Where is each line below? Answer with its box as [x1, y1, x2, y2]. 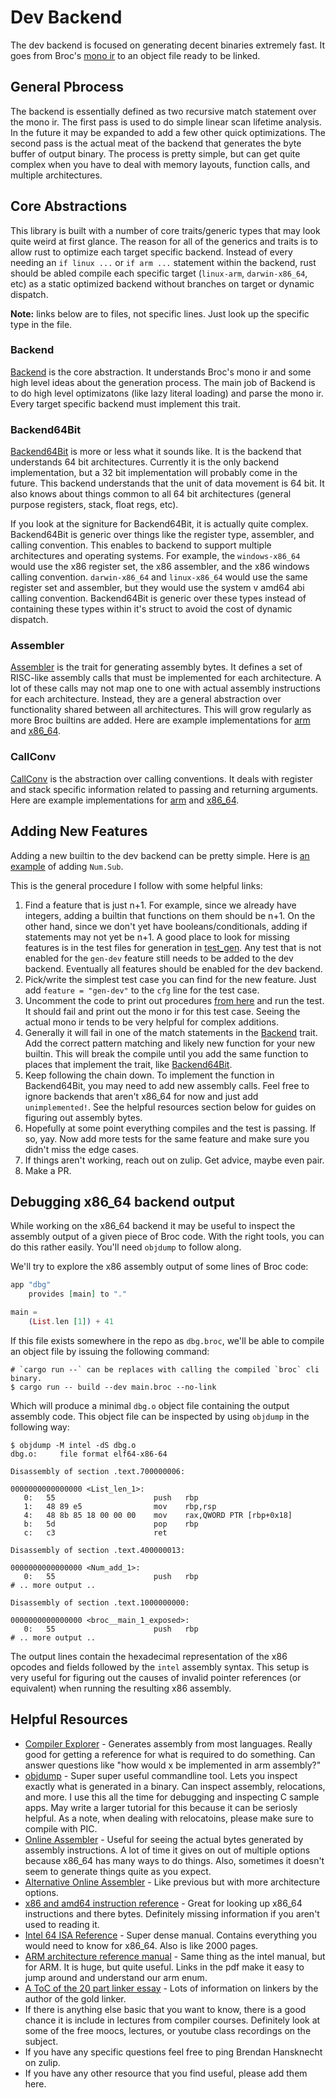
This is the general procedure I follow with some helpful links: [10, 879, 263, 891]
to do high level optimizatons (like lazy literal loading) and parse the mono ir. [10, 387, 324, 399]
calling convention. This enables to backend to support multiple [10, 539, 272, 551]
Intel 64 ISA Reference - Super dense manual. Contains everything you [24, 1929, 318, 1941]
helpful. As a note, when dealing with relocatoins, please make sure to [24, 1812, 314, 1824]
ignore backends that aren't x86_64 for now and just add [24, 1090, 259, 1102]
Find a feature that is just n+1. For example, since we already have [24, 899, 297, 911]
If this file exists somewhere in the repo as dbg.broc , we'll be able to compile [10, 1334, 325, 1346]
